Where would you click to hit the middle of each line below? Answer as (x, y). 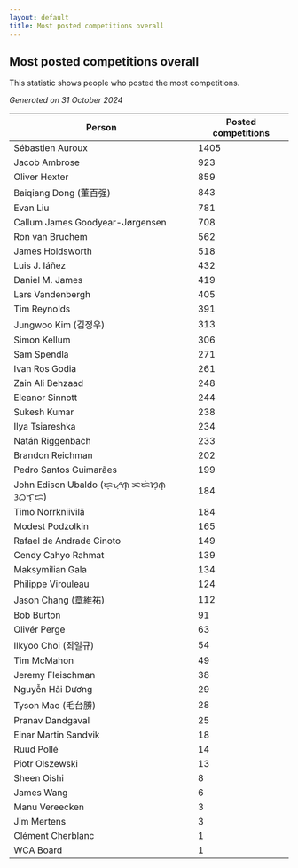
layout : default (39, 17)
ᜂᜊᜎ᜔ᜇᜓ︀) (30, 497)
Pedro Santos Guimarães (66, 470)
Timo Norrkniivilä (50, 512)
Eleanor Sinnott (46, 398)
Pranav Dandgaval (52, 721)
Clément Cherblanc (54, 836)
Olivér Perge (39, 629)
